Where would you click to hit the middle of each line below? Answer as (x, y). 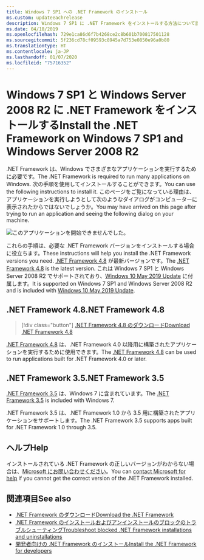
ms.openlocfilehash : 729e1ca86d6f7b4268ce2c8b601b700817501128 (88, 35)
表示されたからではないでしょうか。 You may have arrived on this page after (101, 207)
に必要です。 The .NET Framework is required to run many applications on (98, 176)
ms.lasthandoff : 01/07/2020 (42, 57)
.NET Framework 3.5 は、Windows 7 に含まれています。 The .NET (88, 393)
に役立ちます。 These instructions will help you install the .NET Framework (99, 254)
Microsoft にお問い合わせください (64, 471)
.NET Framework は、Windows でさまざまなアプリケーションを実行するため (101, 169)
